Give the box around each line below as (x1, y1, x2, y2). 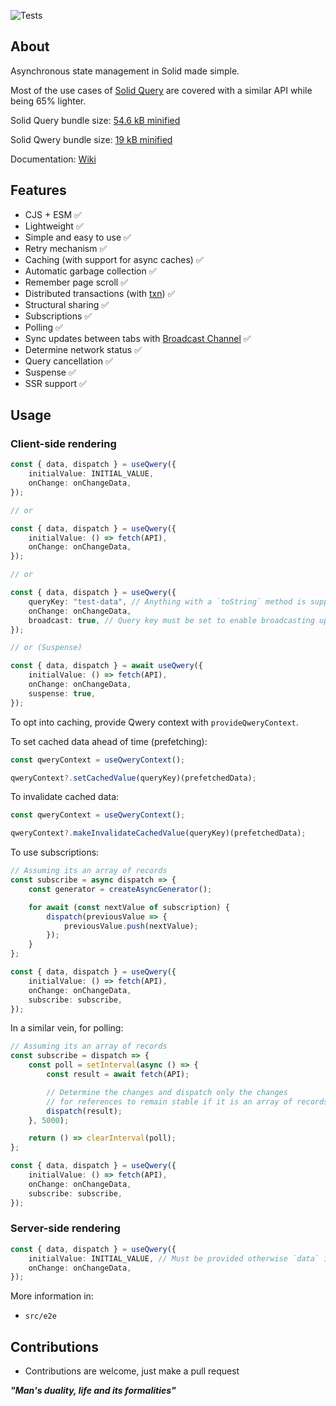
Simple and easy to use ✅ (24, 231, 132, 243)
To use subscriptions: (10, 846, 100, 859)
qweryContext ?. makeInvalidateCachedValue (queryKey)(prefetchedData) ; (10, 828, 307, 839)
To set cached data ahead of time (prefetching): (10, 735, 208, 747)
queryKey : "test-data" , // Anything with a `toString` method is (28, 596, 307, 607)
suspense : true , (28, 688, 97, 699)
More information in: (10, 1290, 94, 1302)
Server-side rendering (10, 1221, 121, 1235)
